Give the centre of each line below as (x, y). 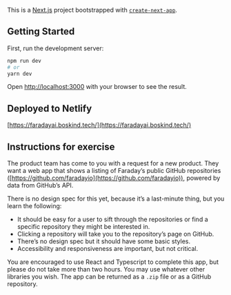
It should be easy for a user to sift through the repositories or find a (112, 219)
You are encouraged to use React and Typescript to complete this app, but (113, 262)
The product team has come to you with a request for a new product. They (113, 163)
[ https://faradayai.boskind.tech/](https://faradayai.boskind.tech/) (99, 125)
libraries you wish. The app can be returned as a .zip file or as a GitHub (109, 277)
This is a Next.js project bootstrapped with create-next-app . (92, 10)
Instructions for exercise (61, 146)
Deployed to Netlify (50, 109)
